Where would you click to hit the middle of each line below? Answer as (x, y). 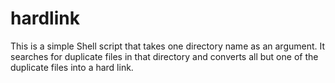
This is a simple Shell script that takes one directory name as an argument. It (168, 46)
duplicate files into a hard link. (72, 67)
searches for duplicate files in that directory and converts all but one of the (164, 56)
